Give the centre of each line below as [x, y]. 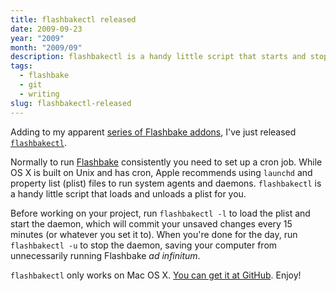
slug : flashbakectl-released [71, 103]
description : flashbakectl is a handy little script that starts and [158, 57]
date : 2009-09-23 [46, 29]
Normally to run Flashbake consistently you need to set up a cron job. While [166, 162]
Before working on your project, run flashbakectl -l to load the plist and [160, 213]
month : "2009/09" [46, 47]
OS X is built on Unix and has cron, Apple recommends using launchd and [161, 172]
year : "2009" [37, 38]
